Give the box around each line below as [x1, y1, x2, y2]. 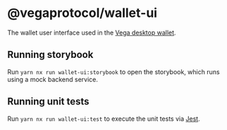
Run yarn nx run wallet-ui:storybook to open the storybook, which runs [7, 67, 220, 76]
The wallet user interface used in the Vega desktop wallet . [7, 28, 176, 37]
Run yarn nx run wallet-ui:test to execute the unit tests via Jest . [7, 114, 200, 123]
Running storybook [7, 49, 94, 61]
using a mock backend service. [7, 75, 99, 83]
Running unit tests [7, 95, 90, 107]
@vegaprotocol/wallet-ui [7, 5, 157, 21]
